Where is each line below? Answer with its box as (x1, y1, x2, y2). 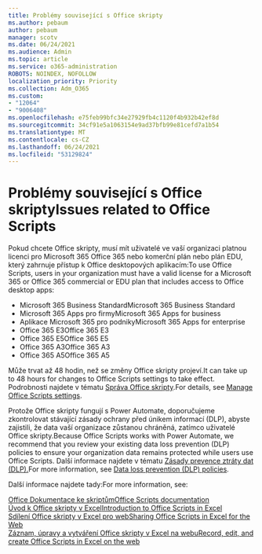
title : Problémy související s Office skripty (8, 11, 163, 20)
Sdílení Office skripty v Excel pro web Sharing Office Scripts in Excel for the (8, 512, 251, 521)
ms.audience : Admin (8, 48, 72, 56)
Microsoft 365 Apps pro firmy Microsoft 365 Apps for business (19, 309, 221, 318)
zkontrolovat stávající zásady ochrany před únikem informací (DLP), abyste (8, 414, 250, 424)
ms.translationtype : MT (8, 128, 86, 136)
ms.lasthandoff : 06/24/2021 (8, 143, 100, 151)
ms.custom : (8, 92, 44, 100)
